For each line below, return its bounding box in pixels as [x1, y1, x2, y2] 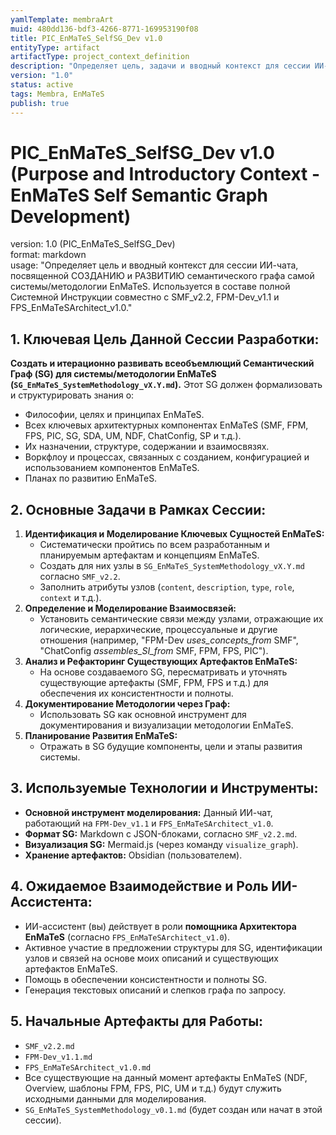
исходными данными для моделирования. [24, 1092, 207, 1105]
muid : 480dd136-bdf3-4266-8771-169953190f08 [10, 24, 199, 34]
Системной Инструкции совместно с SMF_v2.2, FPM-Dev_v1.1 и [10, 291, 280, 303]
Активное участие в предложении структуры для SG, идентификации [24, 941, 323, 953]
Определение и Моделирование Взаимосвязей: [24, 602, 237, 615]
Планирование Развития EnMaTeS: [24, 730, 178, 742]
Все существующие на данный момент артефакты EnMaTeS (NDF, [24, 1071, 308, 1083]
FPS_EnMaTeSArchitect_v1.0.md [24, 1062, 152, 1073]
